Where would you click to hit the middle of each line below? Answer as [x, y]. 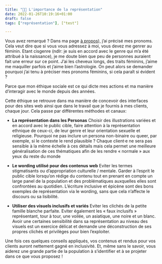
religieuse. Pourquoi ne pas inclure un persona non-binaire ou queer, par [84, 136]
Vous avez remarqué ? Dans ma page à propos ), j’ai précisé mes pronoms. [79, 41]
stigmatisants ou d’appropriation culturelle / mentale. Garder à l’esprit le [83, 171]
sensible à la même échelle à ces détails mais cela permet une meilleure [84, 146]
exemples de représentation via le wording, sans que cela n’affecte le [81, 191]
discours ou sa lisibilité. [35, 197]
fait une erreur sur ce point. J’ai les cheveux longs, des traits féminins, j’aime [81, 61]
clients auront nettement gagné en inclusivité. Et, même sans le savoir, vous [81, 246]
